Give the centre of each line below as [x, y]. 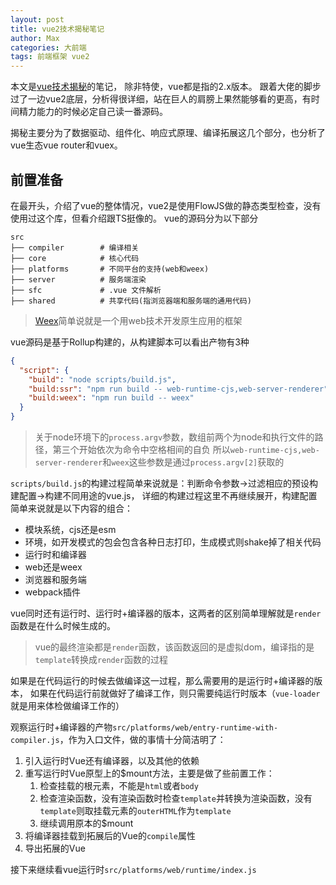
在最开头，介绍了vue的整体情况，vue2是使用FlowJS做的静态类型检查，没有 [166, 205]
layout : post [37, 19]
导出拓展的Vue [55, 848]
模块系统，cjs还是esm [70, 530]
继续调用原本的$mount [86, 823]
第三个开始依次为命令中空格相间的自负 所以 [141, 450]
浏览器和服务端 [55, 580]
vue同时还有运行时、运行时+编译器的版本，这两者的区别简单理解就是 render [166, 613]
